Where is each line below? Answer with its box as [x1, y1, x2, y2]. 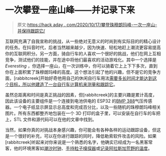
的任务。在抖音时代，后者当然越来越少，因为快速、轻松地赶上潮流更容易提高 [5, 44, 161, 50]
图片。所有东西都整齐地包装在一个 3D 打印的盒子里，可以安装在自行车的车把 [5, 110, 161, 116]
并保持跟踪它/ [17, 28, 45, 33]
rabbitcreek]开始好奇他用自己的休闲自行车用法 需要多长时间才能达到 [15, 75, 153, 81]
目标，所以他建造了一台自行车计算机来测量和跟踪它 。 [9, 81, 118, 87]
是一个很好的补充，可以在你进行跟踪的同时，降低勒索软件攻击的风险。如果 [5, 133, 157, 139]
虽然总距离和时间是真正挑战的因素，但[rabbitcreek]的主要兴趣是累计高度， [5, 92, 157, 97]
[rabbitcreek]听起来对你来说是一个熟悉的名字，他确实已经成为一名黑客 [5, 139, 149, 145]
